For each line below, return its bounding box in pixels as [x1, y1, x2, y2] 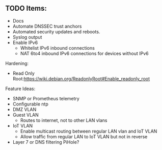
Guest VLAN [12, 112, 39, 118]
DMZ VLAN [12, 106, 37, 112]
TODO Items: [5, 4, 47, 13]
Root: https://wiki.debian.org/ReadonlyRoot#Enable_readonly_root [12, 75, 150, 81]
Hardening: [5, 60, 29, 66]
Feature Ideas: [5, 85, 36, 92]
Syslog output [12, 34, 42, 40]
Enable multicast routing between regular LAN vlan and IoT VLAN [20, 128, 157, 134]
